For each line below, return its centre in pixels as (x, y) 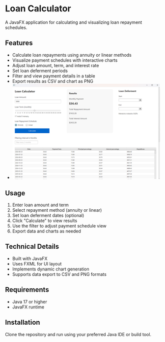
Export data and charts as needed (46, 231)
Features (19, 43)
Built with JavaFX (30, 258)
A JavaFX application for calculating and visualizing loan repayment (74, 22)
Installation (23, 323)
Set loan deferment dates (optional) (48, 216)
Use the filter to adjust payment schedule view (59, 226)
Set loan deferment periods (40, 71)
